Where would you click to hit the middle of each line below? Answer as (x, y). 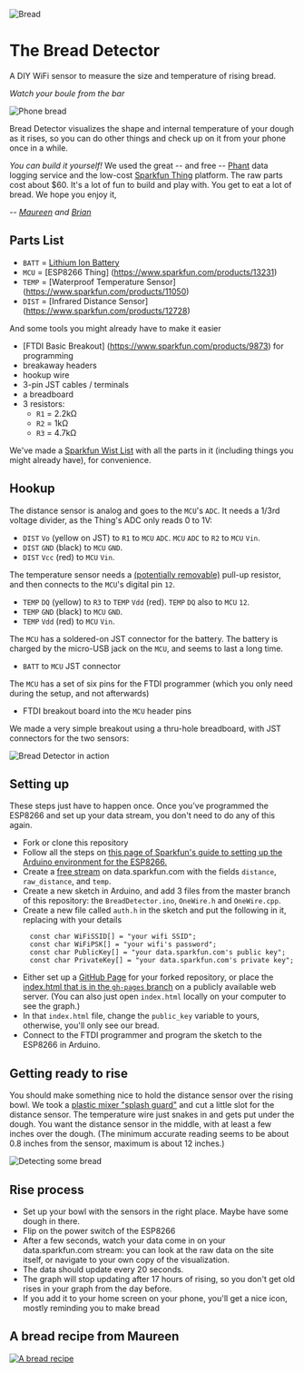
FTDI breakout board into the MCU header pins (107, 711)
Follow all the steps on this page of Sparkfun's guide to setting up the (152, 853)
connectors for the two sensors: (69, 738)
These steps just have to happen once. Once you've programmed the (139, 806)
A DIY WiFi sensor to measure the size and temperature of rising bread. (143, 75)
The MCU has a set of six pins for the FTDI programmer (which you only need (151, 683)
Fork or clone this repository (75, 843)
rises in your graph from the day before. (97, 1289)
